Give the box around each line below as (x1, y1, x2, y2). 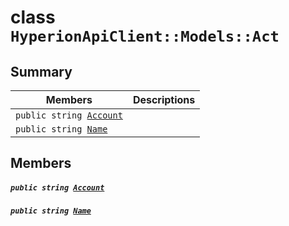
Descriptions (132, 93, 196, 106)
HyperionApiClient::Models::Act (10, 27, 280, 46)
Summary (10, 63, 73, 80)
